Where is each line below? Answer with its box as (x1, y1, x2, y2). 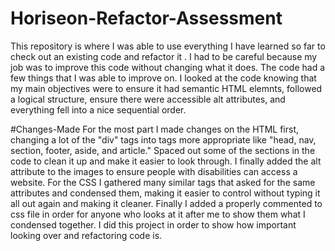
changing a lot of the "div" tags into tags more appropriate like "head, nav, (10, 133, 317, 146)
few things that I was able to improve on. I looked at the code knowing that (10, 72, 317, 84)
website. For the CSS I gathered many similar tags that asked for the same (10, 176, 316, 188)
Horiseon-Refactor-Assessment (10, 7, 283, 30)
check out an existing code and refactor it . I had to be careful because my (10, 50, 318, 62)
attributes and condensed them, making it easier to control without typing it (10, 187, 321, 199)
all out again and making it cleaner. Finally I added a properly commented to (10, 197, 323, 209)
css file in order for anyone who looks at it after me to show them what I (10, 208, 306, 220)
